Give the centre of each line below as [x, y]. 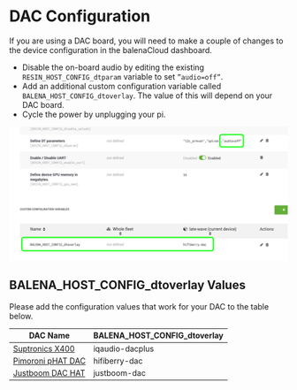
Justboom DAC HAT [49, 373]
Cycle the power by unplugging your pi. [94, 114]
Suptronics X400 [44, 348]
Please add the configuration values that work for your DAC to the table [139, 306]
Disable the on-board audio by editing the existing [113, 67]
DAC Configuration [80, 16]
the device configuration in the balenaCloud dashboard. [110, 50]
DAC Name [49, 336]
